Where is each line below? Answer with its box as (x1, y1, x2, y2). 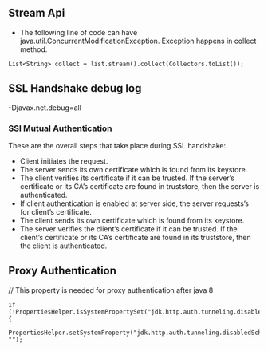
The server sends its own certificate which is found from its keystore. (19, 164, 248, 174)
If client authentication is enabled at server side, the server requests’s (19, 199, 250, 208)
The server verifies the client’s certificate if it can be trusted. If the (19, 223, 238, 234)
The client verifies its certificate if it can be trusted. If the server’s (19, 173, 235, 183)
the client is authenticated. (19, 241, 108, 250)
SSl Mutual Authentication (8, 123, 113, 134)
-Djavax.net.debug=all (8, 103, 82, 112)
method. (19, 44, 48, 54)
